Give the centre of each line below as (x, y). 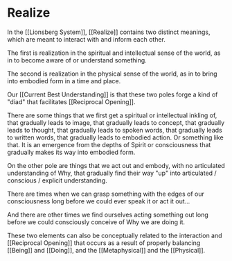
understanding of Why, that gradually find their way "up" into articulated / (112, 173)
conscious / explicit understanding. (57, 180)
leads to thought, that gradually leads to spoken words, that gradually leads (115, 130)
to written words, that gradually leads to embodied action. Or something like (115, 137)
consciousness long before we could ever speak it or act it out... (99, 201)
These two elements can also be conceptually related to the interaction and (115, 235)
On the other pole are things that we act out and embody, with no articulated (116, 165)
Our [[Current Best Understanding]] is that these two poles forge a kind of (113, 94)
